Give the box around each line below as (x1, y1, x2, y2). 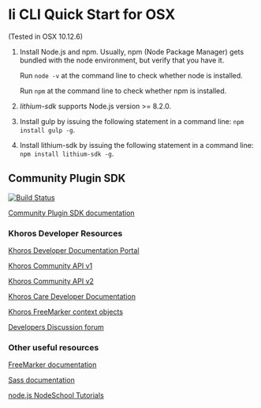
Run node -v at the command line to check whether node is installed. (19, 70, 243, 80)
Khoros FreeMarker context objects (8, 307, 124, 317)
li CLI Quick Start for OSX (8, 6, 176, 24)
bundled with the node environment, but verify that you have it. (19, 55, 225, 65)
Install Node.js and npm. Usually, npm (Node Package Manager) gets (19, 47, 244, 56)
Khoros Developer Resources (8, 228, 123, 239)
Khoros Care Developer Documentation (8, 292, 136, 301)
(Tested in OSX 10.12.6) (8, 32, 84, 41)
